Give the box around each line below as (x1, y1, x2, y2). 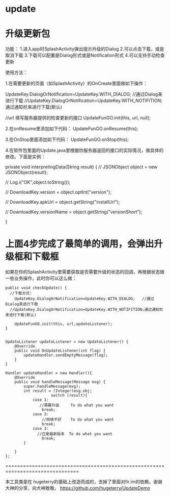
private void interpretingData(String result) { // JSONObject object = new (5, 164, 158, 170)
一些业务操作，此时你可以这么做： (5, 275, 77, 281)
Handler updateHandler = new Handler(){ (5, 370, 93, 376)
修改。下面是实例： (5, 154, 46, 160)
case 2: (32, 412, 49, 417)
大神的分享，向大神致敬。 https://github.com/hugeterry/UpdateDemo (5, 485, 150, 491)
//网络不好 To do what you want (41, 417, 115, 423)
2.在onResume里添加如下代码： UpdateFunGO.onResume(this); (5, 126, 138, 132)
